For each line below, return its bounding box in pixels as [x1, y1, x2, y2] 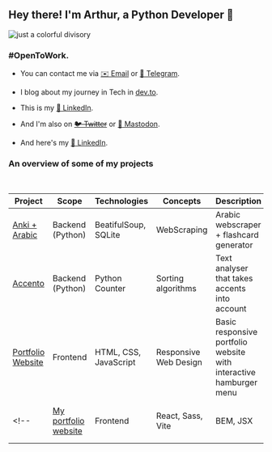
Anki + [12, 219, 37, 230]
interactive [215, 367, 257, 378]
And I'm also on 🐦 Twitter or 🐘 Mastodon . [19, 119, 160, 129]
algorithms [155, 283, 197, 294]
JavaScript [94, 357, 136, 368]
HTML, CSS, [94, 347, 142, 358]
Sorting [155, 272, 185, 284]
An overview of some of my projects [8, 158, 154, 170]
